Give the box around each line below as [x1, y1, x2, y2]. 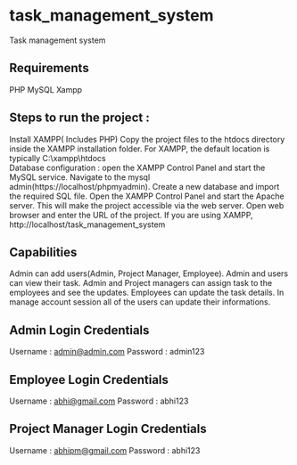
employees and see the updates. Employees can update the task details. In [9, 287, 285, 298]
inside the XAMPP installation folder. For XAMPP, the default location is [9, 143, 270, 154]
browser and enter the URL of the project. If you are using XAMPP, [9, 209, 253, 220]
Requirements [9, 61, 89, 76]
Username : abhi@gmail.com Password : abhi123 [9, 396, 189, 406]
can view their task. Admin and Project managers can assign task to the [9, 278, 273, 289]
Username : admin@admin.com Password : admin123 [9, 347, 205, 357]
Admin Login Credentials [9, 322, 150, 338]
